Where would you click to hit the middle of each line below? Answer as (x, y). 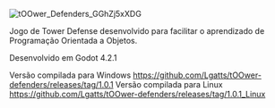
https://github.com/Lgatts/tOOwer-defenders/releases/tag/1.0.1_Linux (137, 94)
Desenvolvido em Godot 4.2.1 (63, 58)
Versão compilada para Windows (70, 75)
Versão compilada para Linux (169, 84)
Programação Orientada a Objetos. (73, 41)
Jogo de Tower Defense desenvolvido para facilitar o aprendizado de (137, 31)
